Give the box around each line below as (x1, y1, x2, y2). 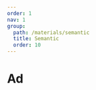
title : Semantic (13, 35, 59, 42)
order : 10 (13, 42, 41, 48)
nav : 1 (7, 16, 26, 23)
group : (7, 22, 26, 29)
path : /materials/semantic (13, 29, 90, 36)
